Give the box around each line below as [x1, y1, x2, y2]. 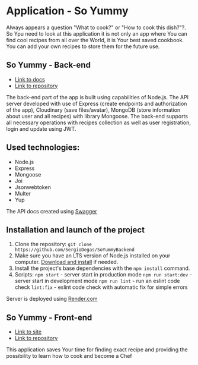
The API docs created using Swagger [6, 207, 98, 215]
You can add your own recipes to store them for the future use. [6, 43, 160, 50]
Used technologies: [6, 143, 80, 153]
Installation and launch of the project [6, 225, 145, 235]
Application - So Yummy [6, 4, 129, 18]
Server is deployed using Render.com [6, 295, 98, 303]
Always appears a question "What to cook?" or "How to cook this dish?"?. [6, 24, 187, 31]
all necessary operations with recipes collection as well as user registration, [6, 119, 191, 126]
